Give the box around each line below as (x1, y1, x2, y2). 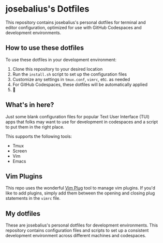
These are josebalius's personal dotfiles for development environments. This (5, 222, 158, 228)
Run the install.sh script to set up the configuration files (12, 71, 127, 77)
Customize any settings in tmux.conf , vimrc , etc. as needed (12, 76, 130, 82)
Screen (12, 148, 27, 154)
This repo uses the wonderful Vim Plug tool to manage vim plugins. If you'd (5, 185, 155, 191)
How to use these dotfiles (5, 44, 84, 52)
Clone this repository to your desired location (12, 66, 103, 72)
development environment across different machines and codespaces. (5, 233, 147, 239)
